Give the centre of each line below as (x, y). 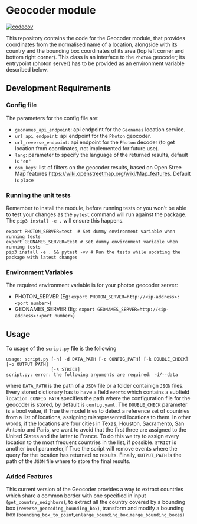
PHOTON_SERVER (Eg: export (51, 297)
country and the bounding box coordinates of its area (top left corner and (95, 50)
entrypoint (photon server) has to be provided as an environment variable (95, 63)
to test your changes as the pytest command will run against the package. (96, 214)
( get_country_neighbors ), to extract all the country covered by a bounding (96, 502)
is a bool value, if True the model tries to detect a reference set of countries (98, 411)
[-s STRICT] (66, 370)
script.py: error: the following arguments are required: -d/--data (92, 375)
